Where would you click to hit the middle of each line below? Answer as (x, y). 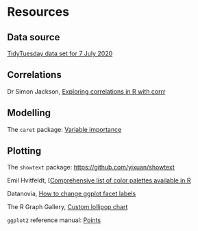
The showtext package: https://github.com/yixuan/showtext (91, 167)
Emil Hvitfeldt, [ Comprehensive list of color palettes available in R (99, 180)
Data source (34, 37)
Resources (38, 12)
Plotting (24, 151)
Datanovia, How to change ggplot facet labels (72, 194)
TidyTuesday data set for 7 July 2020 (60, 53)
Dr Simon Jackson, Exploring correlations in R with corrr (86, 91)
